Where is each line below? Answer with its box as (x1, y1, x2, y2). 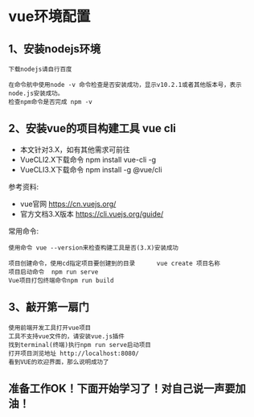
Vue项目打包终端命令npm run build (8, 276, 114, 284)
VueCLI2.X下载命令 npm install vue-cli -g (19, 155, 157, 164)
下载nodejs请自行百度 (8, 65, 72, 73)
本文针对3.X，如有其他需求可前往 (19, 144, 130, 154)
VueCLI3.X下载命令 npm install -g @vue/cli (19, 164, 162, 174)
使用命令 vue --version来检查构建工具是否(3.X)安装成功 (8, 243, 179, 252)
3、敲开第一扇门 (8, 300, 90, 314)
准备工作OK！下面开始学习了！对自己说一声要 (8, 382, 236, 395)
